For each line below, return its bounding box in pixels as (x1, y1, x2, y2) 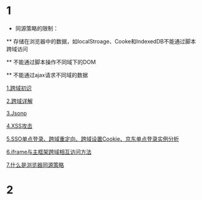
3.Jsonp (6, 109, 27, 117)
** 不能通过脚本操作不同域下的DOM (6, 58, 96, 65)
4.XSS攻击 (6, 122, 32, 129)
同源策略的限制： (15, 24, 59, 32)
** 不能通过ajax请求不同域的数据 (6, 71, 88, 78)
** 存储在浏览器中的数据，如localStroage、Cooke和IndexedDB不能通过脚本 (6, 37, 196, 45)
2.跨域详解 (6, 97, 33, 105)
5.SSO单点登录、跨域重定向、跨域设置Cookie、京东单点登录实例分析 (6, 135, 179, 143)
